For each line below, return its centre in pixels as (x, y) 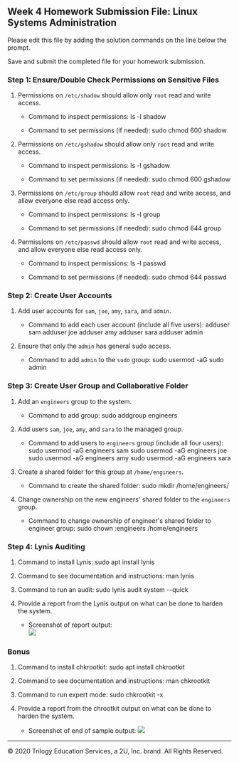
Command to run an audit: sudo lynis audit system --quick (103, 589)
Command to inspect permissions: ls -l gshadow (99, 166)
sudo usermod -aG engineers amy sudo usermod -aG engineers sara (129, 457)
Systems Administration (62, 23)
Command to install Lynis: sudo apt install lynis (86, 562)
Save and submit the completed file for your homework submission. (106, 61)
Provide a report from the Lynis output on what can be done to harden (120, 603)
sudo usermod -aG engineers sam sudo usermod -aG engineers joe (128, 450)
